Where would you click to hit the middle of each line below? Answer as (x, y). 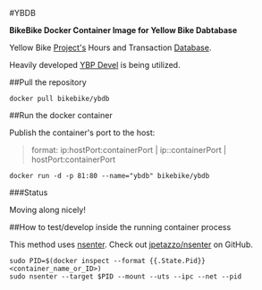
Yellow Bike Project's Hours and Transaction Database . (110, 47)
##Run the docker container (61, 115)
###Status (29, 192)
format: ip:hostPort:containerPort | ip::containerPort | (128, 150)
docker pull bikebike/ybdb (59, 98)
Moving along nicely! (48, 210)
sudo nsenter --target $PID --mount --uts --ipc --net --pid (126, 277)
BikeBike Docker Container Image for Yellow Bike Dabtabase (123, 30)
